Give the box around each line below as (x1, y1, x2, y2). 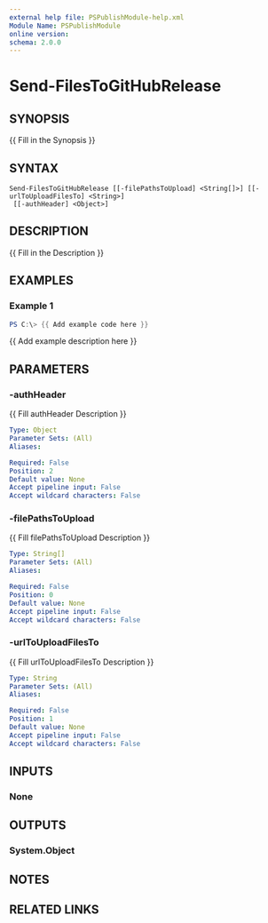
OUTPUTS (9, 818, 67, 833)
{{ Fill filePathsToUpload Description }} (9, 532, 151, 543)
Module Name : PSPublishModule (9, 21, 122, 30)
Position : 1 (9, 714, 53, 724)
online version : (9, 29, 69, 38)
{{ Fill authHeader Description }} (9, 409, 127, 419)
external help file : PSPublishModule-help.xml (9, 12, 185, 22)
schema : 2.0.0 (9, 37, 62, 47)
